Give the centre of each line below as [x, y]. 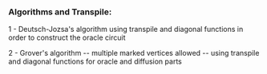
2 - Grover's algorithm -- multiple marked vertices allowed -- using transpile [134, 53]
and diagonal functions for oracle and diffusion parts [95, 61]
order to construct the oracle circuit [67, 37]
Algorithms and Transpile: [60, 12]
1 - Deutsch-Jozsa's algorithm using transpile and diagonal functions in [126, 29]
